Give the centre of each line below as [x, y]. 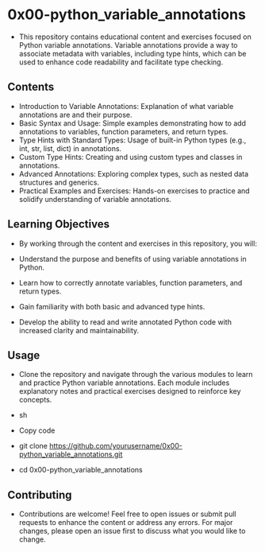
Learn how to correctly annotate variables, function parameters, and [131, 282]
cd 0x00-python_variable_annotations [81, 470]
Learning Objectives [59, 224]
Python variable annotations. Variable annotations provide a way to [128, 45]
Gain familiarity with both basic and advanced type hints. [112, 306]
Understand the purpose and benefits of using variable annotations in [132, 259]
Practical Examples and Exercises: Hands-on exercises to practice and [134, 190]
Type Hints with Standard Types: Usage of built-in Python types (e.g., [132, 140]
